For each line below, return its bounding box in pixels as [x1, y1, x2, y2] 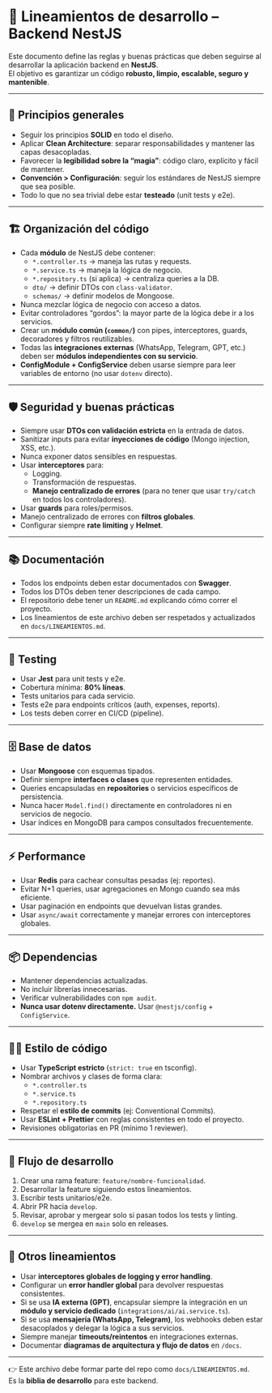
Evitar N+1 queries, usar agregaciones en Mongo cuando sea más [19, 883, 240, 894]
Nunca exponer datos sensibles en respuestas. [19, 451, 177, 461]
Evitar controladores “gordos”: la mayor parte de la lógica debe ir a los [19, 308, 255, 318]
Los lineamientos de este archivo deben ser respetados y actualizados [19, 613, 256, 622]
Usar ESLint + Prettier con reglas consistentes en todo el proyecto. [19, 1114, 244, 1125]
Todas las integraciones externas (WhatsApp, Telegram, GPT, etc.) [19, 342, 246, 352]
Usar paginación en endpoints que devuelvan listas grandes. [19, 901, 223, 911]
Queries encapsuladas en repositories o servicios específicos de [19, 783, 239, 793]
